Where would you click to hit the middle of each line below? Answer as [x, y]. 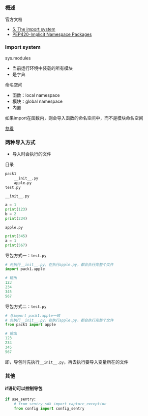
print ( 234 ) [16, 219]
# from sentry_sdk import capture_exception [60, 404]
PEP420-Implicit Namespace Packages [52, 34]
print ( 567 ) [16, 245]
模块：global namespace [37, 101]
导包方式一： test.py [26, 255]
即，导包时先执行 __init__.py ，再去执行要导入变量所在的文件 [67, 362]
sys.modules [18, 58]
